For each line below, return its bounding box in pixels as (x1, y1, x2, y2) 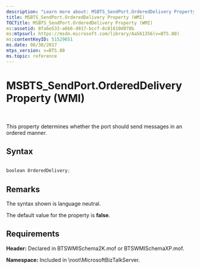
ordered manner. (6, 129, 48, 136)
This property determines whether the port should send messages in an (6, 123, 183, 130)
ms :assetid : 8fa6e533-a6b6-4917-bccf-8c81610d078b (6, 25, 135, 32)
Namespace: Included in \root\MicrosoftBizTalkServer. (6, 256, 140, 263)
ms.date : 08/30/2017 (6, 42, 58, 48)
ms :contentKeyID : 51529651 (6, 36, 73, 42)
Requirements (6, 229, 60, 239)
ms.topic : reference (6, 53, 58, 59)
